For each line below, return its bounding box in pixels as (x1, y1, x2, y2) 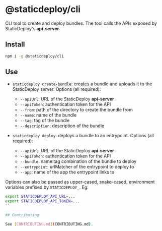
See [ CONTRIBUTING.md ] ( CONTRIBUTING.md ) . (5, 221, 94, 226)
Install (5, 40, 25, 49)
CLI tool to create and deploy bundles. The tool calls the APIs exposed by (5, 20, 157, 26)
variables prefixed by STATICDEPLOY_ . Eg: (5, 184, 89, 190)
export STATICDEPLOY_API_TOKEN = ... (5, 199, 80, 204)
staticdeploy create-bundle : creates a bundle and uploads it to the (12, 81, 152, 87)
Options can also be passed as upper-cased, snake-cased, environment (5, 179, 155, 185)
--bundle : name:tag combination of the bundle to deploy (20, 158, 137, 164)
